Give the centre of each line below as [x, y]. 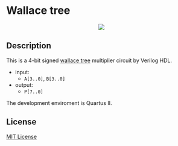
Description [29, 46]
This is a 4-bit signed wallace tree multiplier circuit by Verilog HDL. [89, 60]
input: [22, 72]
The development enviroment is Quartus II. [59, 103]
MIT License [22, 136]
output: [24, 84]
